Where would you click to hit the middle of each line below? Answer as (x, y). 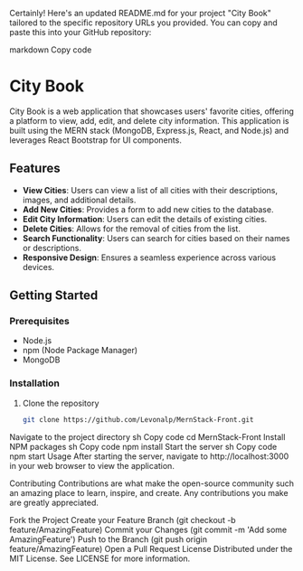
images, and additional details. (79, 200)
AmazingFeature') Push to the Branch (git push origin (109, 539)
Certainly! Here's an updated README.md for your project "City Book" (140, 13)
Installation (35, 383)
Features (35, 168)
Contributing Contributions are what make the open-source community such (152, 483)
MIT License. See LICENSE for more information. (100, 558)
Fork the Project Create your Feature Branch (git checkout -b (123, 520)
